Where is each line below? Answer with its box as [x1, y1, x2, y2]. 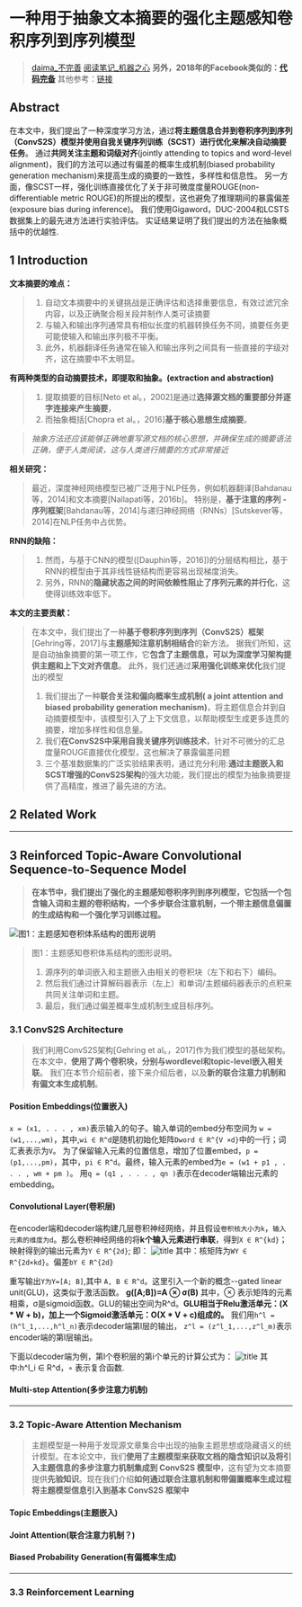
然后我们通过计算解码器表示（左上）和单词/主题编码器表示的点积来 [44, 978, 292, 989]
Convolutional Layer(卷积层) [9, 1201, 116, 1212]
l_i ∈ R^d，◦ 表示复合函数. [27, 1361, 125, 1372]
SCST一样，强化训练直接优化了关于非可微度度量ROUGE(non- [32, 181, 260, 192]
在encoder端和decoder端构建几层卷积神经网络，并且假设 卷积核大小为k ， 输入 [9, 1222, 287, 1233]
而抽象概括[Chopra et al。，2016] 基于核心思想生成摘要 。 [44, 414, 253, 424]
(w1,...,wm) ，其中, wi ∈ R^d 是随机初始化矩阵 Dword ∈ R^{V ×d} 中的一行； [9, 1134, 279, 1145]
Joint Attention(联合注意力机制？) [9, 1530, 136, 1540]
